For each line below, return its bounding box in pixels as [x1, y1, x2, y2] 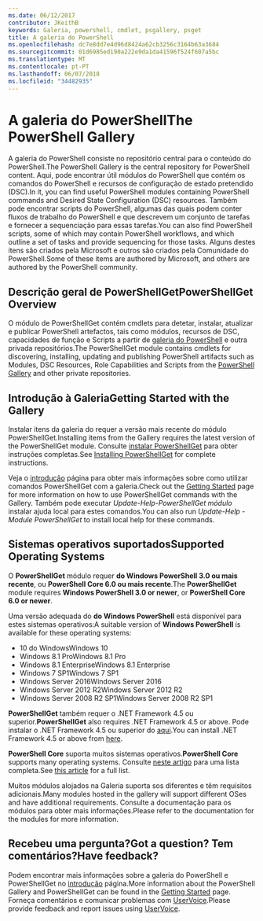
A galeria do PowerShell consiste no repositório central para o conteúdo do [8, 154, 251, 164]
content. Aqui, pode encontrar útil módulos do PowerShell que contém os [8, 171, 246, 180]
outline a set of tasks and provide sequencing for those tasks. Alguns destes [8, 238, 256, 247]
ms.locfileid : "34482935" [8, 77, 93, 85]
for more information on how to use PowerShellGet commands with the [8, 490, 238, 499]
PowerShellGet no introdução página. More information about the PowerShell [8, 879, 255, 888]
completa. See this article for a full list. [8, 765, 131, 775]
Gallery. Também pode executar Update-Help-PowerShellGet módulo [8, 499, 233, 508]
